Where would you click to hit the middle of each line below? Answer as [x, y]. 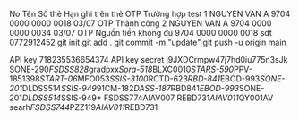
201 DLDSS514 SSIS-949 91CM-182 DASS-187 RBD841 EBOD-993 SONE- [137, 88]
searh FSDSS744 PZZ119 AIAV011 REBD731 [84, 107]
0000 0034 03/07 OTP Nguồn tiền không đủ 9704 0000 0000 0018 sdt [141, 33]
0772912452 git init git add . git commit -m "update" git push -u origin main [148, 42]
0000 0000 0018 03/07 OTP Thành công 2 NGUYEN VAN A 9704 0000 [141, 23]
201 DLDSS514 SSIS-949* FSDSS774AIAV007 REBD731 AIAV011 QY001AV [141, 98]
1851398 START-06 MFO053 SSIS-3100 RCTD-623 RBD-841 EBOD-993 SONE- [147, 79]
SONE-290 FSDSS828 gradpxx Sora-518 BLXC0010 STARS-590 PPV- [131, 69]
